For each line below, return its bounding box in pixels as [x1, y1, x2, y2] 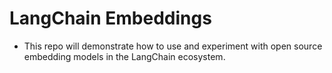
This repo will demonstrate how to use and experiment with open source [23, 40, 323, 52]
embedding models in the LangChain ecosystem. [23, 50, 226, 62]
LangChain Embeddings [9, 7, 212, 30]
